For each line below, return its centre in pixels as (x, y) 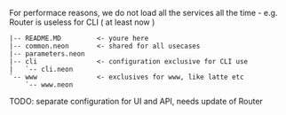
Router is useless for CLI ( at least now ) (82, 22)
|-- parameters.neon (48, 54)
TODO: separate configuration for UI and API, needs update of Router (136, 101)
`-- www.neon (49, 85)
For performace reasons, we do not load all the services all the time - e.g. (143, 13)
